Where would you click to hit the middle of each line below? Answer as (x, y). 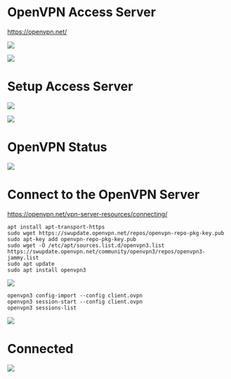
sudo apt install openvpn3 (47, 270)
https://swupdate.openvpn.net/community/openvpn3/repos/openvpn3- (106, 251)
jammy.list (23, 257)
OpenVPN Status (57, 147)
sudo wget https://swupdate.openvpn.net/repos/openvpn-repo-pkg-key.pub (116, 233)
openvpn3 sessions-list (42, 308)
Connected (40, 348)
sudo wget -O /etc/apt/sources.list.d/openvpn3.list (86, 245)
